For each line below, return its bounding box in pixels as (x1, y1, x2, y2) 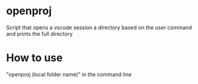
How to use (6, 51, 63, 65)
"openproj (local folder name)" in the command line (6, 70, 132, 78)
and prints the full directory (6, 30, 73, 37)
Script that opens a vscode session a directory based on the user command (6, 24, 192, 31)
